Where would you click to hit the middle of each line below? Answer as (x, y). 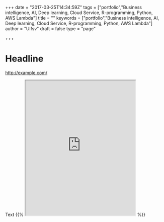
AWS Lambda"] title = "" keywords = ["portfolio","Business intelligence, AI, (82, 18)
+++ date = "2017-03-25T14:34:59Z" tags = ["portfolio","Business (74, 7)
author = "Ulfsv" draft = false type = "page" (51, 29)
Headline (24, 59)
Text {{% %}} (75, 214)
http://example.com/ (26, 72)
